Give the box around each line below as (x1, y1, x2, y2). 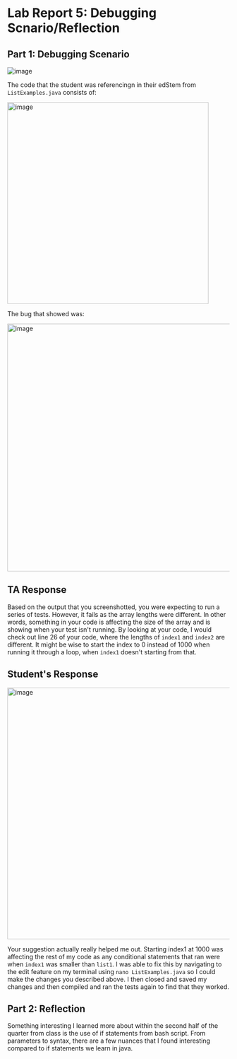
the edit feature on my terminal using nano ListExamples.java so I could (7, 967, 216, 976)
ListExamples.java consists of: (7, 88, 97, 96)
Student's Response (7, 669, 99, 681)
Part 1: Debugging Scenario (7, 48, 130, 60)
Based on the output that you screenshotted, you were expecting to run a (7, 603, 220, 611)
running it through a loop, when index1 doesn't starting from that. (7, 647, 197, 656)
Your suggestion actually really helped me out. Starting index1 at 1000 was (7, 944, 224, 953)
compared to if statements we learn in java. (7, 1044, 133, 1053)
